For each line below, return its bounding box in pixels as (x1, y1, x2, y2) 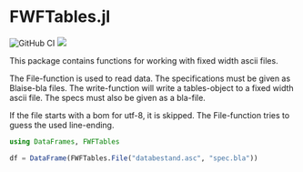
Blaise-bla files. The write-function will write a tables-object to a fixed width (9, 82, 294, 93)
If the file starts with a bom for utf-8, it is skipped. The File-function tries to (9, 109, 290, 120)
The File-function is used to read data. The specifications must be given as (9, 73, 291, 84)
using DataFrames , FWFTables (9, 137, 120, 147)
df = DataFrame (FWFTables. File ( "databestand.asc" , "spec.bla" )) (9, 153, 258, 163)
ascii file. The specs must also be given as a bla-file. (9, 92, 207, 103)
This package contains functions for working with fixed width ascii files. (9, 55, 279, 66)
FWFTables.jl (9, 6, 111, 27)
